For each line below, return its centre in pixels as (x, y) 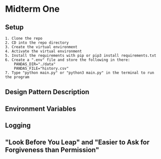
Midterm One (32, 9)
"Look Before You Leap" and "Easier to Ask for (77, 142)
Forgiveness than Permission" (52, 150)
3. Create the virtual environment (41, 47)
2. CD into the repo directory (37, 43)
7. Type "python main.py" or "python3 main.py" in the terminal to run (80, 73)
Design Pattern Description (47, 92)
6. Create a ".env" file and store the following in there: (68, 60)
